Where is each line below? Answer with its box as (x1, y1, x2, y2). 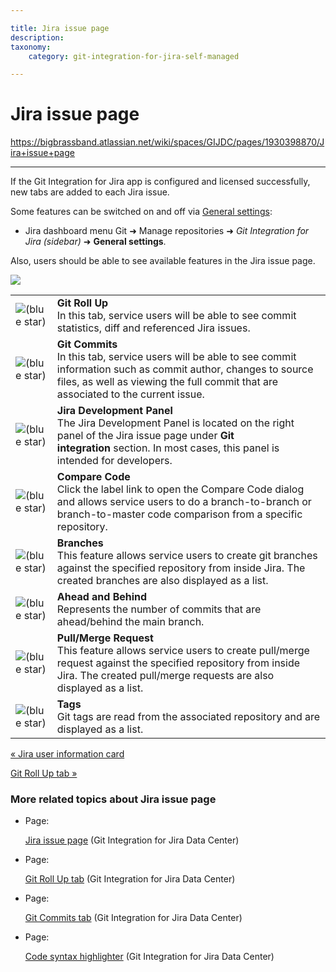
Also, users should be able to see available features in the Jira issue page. (10, 255, 316, 267)
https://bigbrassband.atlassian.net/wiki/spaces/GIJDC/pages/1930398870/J (10, 136, 325, 148)
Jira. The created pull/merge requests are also (56, 669, 275, 683)
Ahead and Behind (56, 590, 148, 604)
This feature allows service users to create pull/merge (56, 644, 310, 658)
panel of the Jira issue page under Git (56, 429, 235, 443)
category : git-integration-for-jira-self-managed (28, 51, 240, 61)
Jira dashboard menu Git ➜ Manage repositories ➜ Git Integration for (24, 225, 310, 237)
